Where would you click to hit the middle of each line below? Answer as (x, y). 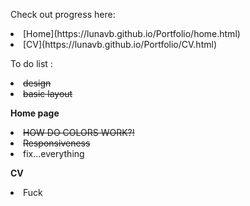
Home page (35, 113)
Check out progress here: (63, 14)
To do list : (31, 63)
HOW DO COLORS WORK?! (79, 132)
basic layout (48, 93)
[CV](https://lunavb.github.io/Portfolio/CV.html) (120, 44)
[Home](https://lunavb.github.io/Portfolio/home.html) (132, 33)
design (37, 83)
